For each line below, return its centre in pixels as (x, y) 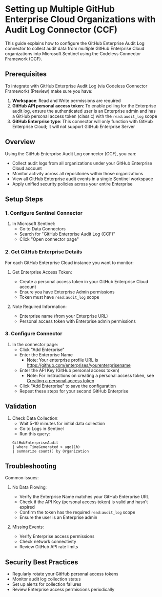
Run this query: (35, 433)
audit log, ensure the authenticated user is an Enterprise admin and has (84, 111)
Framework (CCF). (24, 59)
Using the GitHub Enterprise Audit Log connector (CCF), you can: (71, 154)
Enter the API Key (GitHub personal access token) (69, 370)
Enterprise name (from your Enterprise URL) (64, 316)
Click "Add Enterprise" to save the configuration (68, 386)
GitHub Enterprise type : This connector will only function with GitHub (82, 121)
